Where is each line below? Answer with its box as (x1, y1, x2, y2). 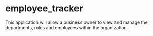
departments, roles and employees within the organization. (5, 24, 128, 30)
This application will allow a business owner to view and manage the (5, 19, 148, 25)
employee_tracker (5, 3, 83, 14)
